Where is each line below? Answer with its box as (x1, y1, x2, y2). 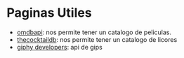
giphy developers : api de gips (16, 43, 103, 51)
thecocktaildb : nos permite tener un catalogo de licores (16, 35, 178, 43)
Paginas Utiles (6, 5, 92, 21)
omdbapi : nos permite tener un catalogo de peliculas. (16, 28, 172, 36)
